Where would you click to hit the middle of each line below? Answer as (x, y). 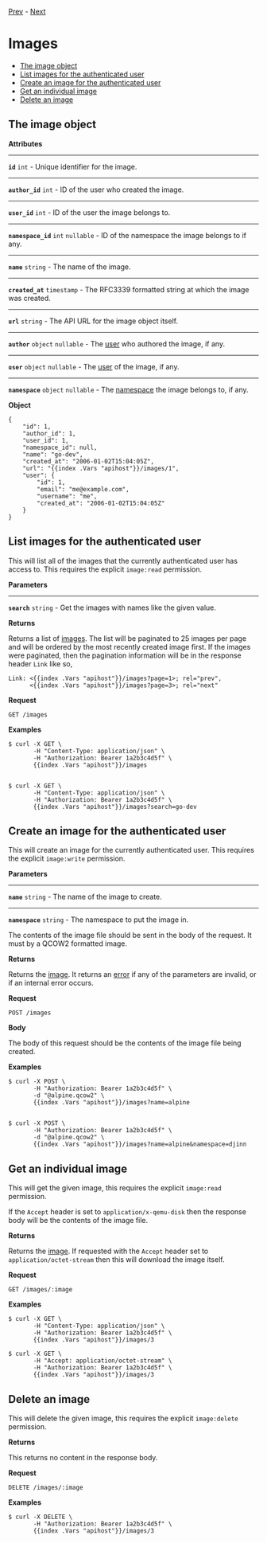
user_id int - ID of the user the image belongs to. (89, 212)
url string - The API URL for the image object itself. (93, 321)
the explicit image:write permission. (67, 858)
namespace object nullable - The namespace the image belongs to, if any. (128, 389)
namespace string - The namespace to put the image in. (99, 920)
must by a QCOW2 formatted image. (68, 943)
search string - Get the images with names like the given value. (112, 607)
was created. (30, 298)
